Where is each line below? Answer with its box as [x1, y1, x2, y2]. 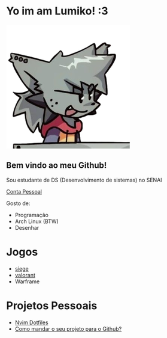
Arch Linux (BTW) [14, 218, 59, 225]
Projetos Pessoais [6, 299, 98, 312]
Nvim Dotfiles [14, 319, 49, 326]
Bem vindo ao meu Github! [6, 161, 107, 171]
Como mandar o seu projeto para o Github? [14, 325, 122, 332]
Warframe [14, 278, 40, 285]
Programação [14, 211, 49, 218]
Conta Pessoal [6, 188, 42, 195]
